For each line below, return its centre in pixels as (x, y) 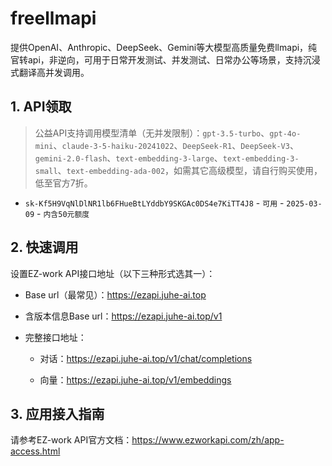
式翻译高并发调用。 (50, 72)
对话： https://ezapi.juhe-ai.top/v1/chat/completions (146, 358)
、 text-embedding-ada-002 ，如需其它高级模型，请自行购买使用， (190, 170)
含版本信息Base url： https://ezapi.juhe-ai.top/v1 (123, 316)
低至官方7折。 (63, 183)
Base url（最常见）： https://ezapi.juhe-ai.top (115, 294)
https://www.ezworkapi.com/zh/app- (208, 440)
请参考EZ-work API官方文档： (71, 440)
